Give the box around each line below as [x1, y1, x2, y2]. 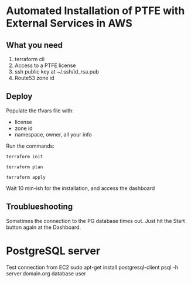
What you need [6, 40, 63, 50]
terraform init [6, 154, 43, 159]
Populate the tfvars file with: [6, 107, 74, 114]
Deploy [6, 91, 33, 101]
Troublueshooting [6, 202, 73, 212]
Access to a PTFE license [14, 62, 76, 69]
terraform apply [6, 174, 46, 180]
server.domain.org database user [6, 269, 87, 277]
